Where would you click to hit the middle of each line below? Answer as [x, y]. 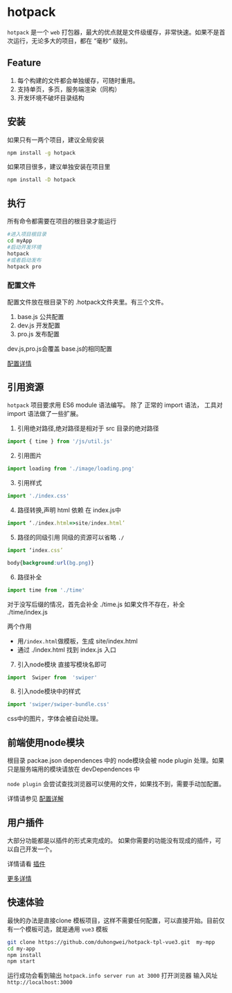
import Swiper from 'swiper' [52, 677]
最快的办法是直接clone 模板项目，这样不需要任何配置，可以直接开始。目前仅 [116, 920]
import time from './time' [46, 590]
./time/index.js [28, 612]
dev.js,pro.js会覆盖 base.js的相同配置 [60, 348]
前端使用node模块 [46, 742]
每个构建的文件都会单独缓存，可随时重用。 [78, 80]
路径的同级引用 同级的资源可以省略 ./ [71, 537]
